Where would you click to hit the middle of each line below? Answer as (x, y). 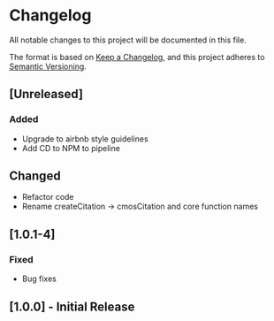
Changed (35, 176)
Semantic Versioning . (48, 66)
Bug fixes (39, 279)
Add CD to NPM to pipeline (71, 148)
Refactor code (48, 197)
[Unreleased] (46, 94)
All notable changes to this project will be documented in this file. (128, 40)
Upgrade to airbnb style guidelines (85, 139)
